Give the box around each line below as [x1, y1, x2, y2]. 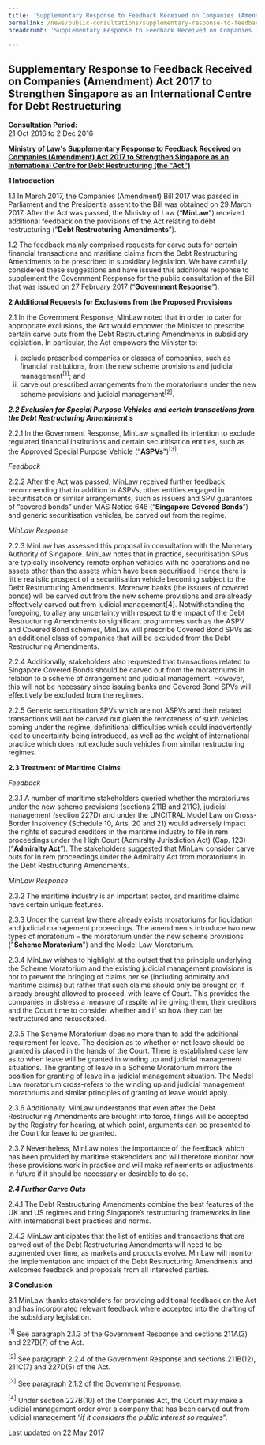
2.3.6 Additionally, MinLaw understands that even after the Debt [8, 1103, 215, 1113]
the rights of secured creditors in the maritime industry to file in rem [8, 827, 229, 837]
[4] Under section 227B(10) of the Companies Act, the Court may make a [8, 1394, 243, 1405]
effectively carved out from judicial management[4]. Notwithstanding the [8, 600, 245, 609]
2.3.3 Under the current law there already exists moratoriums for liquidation [8, 915, 253, 924]
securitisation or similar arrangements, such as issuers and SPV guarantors [8, 494, 252, 504]
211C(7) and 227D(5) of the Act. [8, 1362, 111, 1372]
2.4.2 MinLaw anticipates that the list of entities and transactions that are [8, 1232, 245, 1241]
